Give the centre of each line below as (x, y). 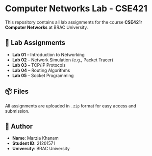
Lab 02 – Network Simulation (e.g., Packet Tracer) (63, 60)
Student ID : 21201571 (34, 143)
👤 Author (19, 126)
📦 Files (17, 91)
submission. (17, 111)
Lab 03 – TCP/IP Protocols (39, 65)
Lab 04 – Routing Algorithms (41, 70)
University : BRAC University (41, 149)
